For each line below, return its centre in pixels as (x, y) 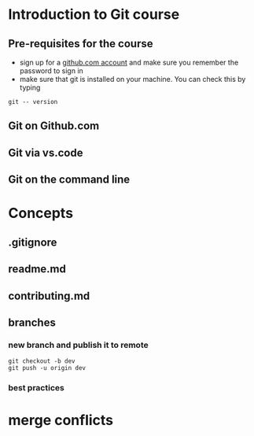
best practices (36, 388)
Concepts (40, 213)
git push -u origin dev (47, 368)
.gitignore (33, 242)
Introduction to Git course (94, 15)
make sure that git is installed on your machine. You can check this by (133, 79)
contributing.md (49, 296)
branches (32, 322)
